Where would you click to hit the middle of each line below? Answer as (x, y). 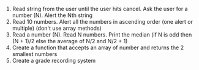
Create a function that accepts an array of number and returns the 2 (98, 47)
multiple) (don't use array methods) (57, 28)
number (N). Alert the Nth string (52, 15)
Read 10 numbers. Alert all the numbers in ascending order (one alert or (103, 22)
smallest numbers (35, 54)
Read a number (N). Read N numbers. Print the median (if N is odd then (102, 35)
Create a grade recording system (54, 61)
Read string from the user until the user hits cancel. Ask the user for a (100, 9)
